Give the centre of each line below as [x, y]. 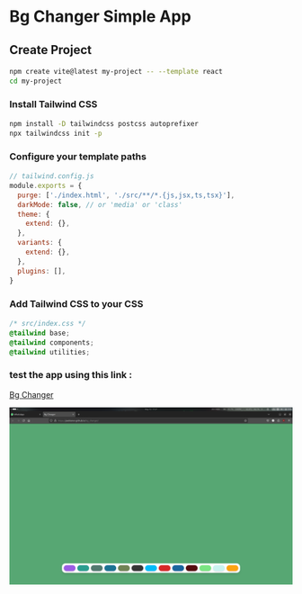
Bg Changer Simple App [100, 17]
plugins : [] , [42, 271]
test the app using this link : [71, 375]
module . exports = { [46, 185]
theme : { [34, 214]
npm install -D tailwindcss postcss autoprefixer [104, 124]
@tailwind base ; [40, 333]
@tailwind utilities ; [50, 352]
